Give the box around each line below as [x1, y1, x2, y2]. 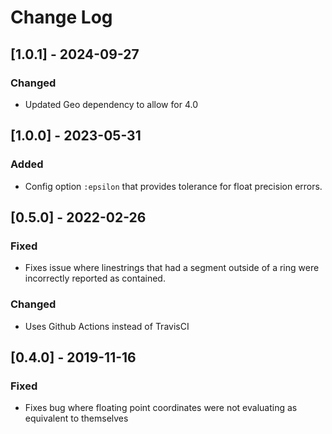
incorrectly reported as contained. [24, 272, 166, 285]
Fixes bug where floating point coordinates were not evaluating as [24, 402, 298, 414]
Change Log [10, 6, 113, 29]
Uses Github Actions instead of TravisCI [24, 320, 190, 332]
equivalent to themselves [24, 412, 129, 425]
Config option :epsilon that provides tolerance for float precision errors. [24, 180, 323, 192]
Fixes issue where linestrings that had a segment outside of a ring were [24, 262, 320, 274]
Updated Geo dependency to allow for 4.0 [24, 98, 198, 110]
